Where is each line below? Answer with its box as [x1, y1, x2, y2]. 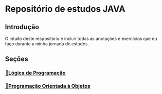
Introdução [5, 23, 39, 31]
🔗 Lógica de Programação [5, 70, 66, 76]
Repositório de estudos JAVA [5, 3, 126, 15]
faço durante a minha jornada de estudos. [5, 41, 89, 47]
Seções [5, 55, 28, 63]
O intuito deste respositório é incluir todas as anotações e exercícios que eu [5, 36, 157, 41]
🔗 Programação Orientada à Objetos [5, 83, 90, 90]
